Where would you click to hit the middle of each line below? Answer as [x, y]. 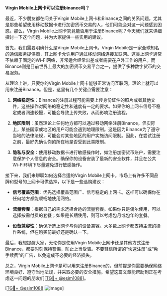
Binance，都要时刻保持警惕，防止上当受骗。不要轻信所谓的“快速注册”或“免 [82, 249]
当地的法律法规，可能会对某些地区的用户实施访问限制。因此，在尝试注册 [86, 136]
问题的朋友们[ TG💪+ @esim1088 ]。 [53, 278]
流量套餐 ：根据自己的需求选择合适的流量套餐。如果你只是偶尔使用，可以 [86, 209]
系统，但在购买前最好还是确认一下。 [54, 232]
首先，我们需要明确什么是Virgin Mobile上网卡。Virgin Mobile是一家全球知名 [82, 48]
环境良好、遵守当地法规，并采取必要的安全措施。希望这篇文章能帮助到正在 [81, 272]
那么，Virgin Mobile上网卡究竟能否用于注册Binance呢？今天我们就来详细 [88, 31]
